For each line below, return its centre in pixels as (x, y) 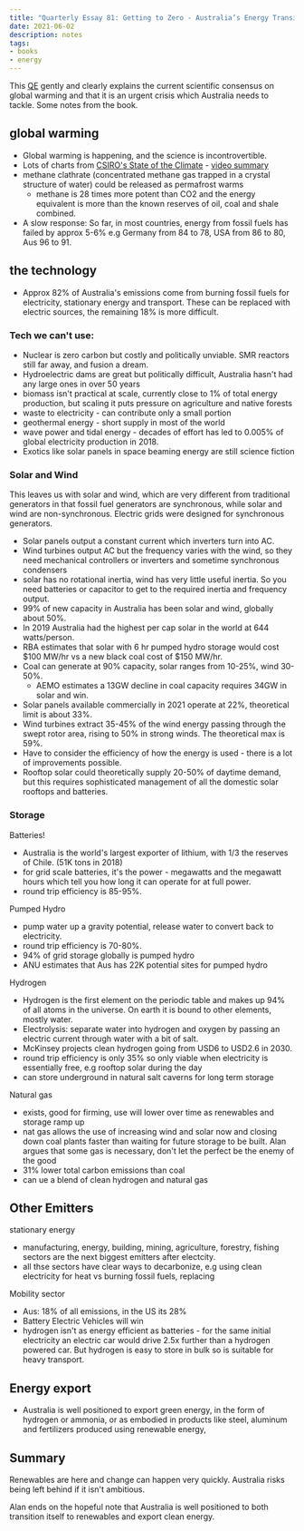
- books (24, 52)
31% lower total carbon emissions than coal (104, 1170)
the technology (53, 271)
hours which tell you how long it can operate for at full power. (137, 882)
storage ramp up (53, 1122)
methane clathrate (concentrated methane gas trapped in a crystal (146, 174)
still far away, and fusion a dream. (85, 365)
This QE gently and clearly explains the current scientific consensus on (142, 86)
